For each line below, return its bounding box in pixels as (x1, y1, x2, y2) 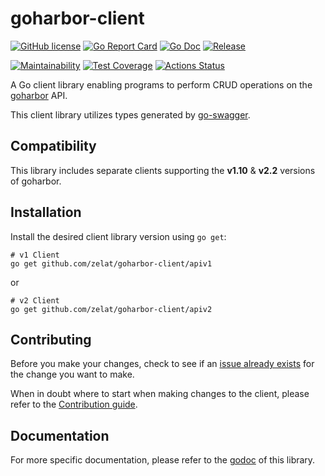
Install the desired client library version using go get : (10, 230, 227, 242)
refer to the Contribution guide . (10, 398, 138, 411)
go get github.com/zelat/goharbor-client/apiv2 (10, 304, 213, 314)
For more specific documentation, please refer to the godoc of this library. (10, 454, 316, 466)
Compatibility (10, 138, 97, 155)
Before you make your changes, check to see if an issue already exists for (10, 358, 315, 370)
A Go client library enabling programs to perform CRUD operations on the (10, 78, 313, 91)
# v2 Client (10, 295, 60, 306)
